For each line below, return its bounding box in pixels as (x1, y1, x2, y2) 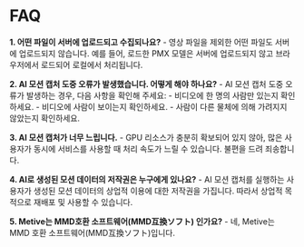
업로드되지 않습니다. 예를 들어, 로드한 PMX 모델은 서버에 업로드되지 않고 (18, 47, 274, 59)
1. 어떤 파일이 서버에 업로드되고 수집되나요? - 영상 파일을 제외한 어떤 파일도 (9, 36, 274, 47)
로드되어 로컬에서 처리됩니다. (40, 59, 143, 70)
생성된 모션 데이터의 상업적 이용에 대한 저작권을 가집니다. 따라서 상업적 (33, 185, 283, 196)
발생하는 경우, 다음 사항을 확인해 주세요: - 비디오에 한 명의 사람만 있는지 (25, 90, 279, 101)
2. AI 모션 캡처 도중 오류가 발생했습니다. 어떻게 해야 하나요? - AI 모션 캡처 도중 (9, 78, 284, 89)
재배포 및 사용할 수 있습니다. (33, 196, 133, 207)
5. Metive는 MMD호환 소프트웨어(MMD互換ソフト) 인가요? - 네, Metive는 (9, 215, 275, 227)
